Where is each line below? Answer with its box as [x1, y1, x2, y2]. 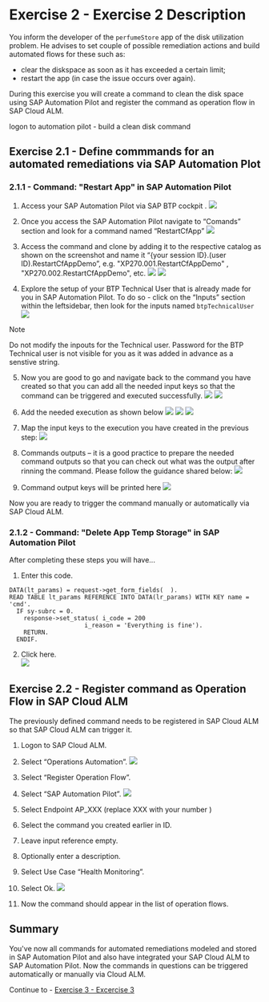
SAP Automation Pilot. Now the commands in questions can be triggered [9, 960, 248, 970]
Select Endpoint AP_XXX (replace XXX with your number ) [20, 804, 212, 814]
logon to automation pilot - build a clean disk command [9, 121, 191, 131]
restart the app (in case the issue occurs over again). [20, 73, 195, 83]
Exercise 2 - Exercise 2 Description [9, 6, 247, 24]
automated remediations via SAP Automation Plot [9, 157, 261, 171]
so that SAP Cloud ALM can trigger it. [9, 725, 133, 734]
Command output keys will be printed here [20, 482, 162, 492]
